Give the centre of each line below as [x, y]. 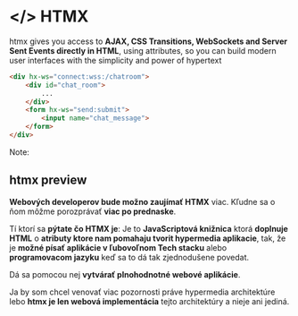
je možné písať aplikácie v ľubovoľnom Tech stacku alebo [118, 247]
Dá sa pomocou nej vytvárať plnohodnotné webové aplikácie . [125, 274]
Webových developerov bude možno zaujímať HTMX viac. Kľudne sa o [142, 201]
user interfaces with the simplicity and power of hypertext [116, 60]
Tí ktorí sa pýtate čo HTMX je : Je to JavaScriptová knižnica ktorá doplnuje [149, 228]
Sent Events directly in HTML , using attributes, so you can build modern [143, 50]
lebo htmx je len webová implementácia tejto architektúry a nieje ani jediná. [149, 301]
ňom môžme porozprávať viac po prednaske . [93, 211]
